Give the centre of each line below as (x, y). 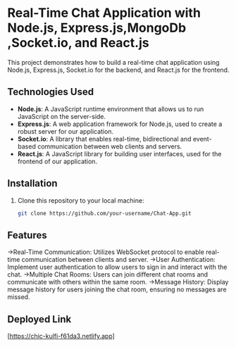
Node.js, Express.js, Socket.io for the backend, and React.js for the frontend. (118, 70)
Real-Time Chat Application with (104, 13)
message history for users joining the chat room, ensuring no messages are (117, 289)
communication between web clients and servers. (110, 146)
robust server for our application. (66, 131)
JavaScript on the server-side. (62, 116)
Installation (32, 183)
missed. (19, 297)
